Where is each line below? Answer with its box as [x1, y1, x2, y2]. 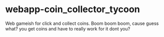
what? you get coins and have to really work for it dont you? [5, 25, 130, 31]
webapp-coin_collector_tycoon [5, 4, 141, 15]
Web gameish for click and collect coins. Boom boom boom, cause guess [5, 20, 159, 26]
